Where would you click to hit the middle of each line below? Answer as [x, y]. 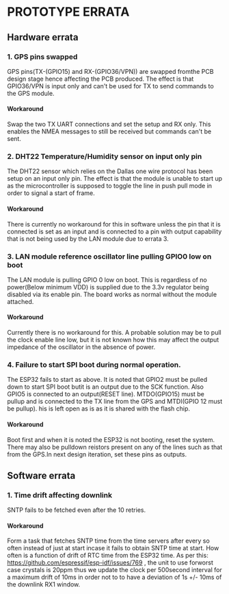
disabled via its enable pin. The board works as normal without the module [112, 294]
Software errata [41, 475]
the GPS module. [31, 93]
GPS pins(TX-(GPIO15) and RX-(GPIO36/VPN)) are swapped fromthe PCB [110, 71]
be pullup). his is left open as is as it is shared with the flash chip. [98, 409]
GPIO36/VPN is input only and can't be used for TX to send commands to [110, 86]
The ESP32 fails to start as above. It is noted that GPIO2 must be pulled [107, 380]
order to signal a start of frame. [51, 193]
